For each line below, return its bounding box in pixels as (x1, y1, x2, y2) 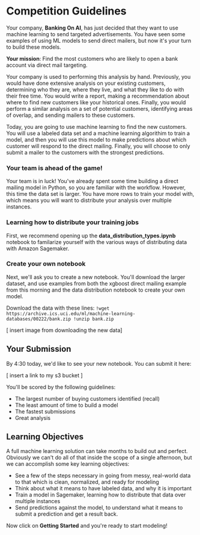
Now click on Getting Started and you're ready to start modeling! (6, 522, 168, 530)
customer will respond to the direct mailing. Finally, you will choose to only (6, 142, 190, 149)
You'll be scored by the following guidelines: (6, 383, 116, 390)
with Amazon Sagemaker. (6, 245, 70, 252)
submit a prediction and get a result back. (14, 510, 118, 518)
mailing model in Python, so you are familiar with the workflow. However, (6, 184, 186, 191)
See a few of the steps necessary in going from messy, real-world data (14, 472, 191, 480)
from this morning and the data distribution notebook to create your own (6, 286, 185, 293)
